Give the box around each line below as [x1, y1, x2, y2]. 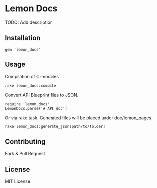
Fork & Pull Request [5, 151, 46, 157]
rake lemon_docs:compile [5, 83, 56, 88]
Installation [5, 34, 41, 42]
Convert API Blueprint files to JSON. [5, 92, 79, 98]
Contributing [5, 137, 46, 146]
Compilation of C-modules [5, 73, 59, 79]
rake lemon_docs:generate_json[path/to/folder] [5, 124, 105, 129]
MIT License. [5, 178, 32, 184]
